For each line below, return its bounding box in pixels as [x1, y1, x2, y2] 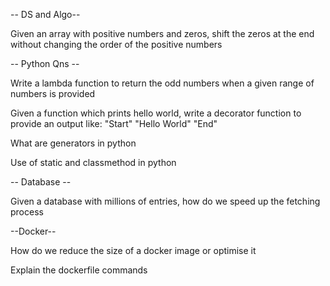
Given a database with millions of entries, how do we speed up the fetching [10, 195, 321, 207]
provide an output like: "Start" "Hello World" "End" [10, 118, 218, 129]
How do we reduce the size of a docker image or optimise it [10, 245, 257, 256]
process [10, 206, 44, 218]
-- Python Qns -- [10, 58, 80, 69]
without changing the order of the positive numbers [10, 39, 223, 50]
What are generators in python [10, 137, 137, 149]
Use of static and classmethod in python [10, 157, 177, 168]
